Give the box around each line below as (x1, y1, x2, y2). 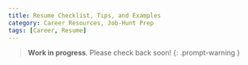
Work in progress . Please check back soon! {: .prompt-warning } (27, 48, 240, 58)
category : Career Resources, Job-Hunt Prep (8, 19, 155, 27)
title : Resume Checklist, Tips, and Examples (8, 11, 161, 20)
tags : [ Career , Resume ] (8, 26, 87, 34)
